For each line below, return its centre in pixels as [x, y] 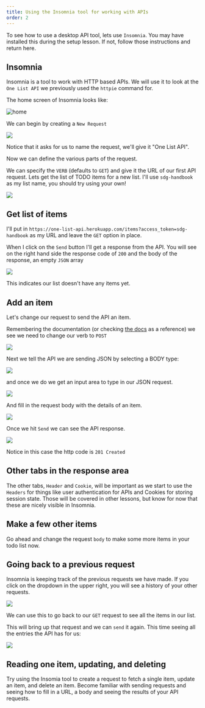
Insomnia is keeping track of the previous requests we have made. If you [98, 579]
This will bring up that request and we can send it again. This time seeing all [101, 627]
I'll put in [17, 229]
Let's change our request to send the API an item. [69, 317]
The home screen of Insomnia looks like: [57, 100]
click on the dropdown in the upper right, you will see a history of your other [102, 585]
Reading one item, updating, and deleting [86, 664]
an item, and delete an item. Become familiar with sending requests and [96, 685]
